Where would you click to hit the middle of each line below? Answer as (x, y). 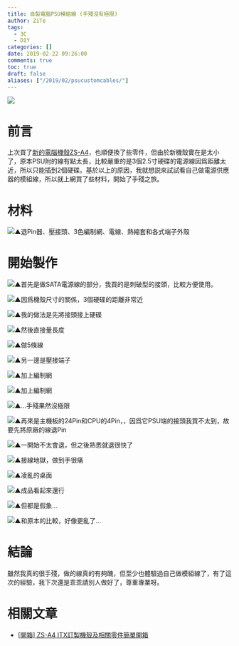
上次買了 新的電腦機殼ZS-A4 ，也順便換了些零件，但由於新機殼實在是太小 (113, 152)
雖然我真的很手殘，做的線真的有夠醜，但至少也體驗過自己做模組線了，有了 (116, 574)
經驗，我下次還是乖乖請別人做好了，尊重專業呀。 (91, 582)
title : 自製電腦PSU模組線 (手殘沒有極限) (63, 14)
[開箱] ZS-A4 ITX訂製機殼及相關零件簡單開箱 (83, 635)
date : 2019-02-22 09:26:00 (47, 54)
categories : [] (30, 47)
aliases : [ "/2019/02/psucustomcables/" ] (68, 80)
